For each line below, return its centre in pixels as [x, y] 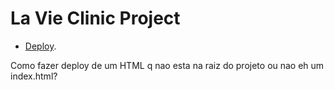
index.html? [34, 76]
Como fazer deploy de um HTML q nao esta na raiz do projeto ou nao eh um [167, 65]
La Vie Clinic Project [95, 18]
